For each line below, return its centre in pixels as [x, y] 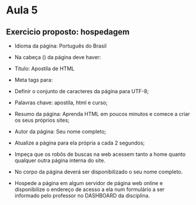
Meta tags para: [34, 80]
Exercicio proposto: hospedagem [68, 32]
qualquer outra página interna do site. [60, 160]
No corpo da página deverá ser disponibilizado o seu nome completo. [99, 172]
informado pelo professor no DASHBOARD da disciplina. [82, 196]
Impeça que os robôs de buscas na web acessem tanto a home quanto [100, 154]
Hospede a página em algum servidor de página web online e [89, 183]
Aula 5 [22, 10]
